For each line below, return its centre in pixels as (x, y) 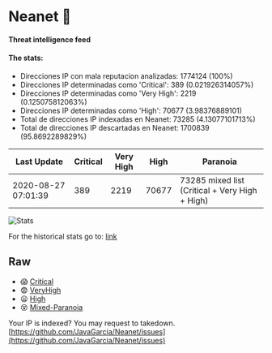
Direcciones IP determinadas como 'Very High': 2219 (108, 93)
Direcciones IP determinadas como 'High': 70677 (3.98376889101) (131, 110)
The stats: (26, 58)
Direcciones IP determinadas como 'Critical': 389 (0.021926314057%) (137, 84)
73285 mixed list (212, 180)
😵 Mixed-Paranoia (51, 307)
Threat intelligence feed (50, 39)
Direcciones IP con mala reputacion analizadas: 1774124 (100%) (126, 75)
